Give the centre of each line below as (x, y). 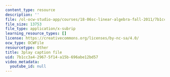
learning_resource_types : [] (36, 33)
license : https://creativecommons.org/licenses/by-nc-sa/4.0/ (72, 38)
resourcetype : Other (27, 48)
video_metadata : (22, 62)
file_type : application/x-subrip (40, 29)
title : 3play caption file (34, 52)
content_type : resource (30, 10)
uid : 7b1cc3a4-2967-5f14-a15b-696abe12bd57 (52, 57)
